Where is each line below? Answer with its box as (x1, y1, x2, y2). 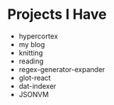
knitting (18, 48, 44, 57)
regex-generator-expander (18, 64, 105, 74)
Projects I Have (7, 5, 107, 24)
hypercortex (18, 31, 59, 41)
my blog (18, 39, 45, 49)
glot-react (18, 73, 52, 82)
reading (18, 56, 44, 66)
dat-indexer (18, 81, 56, 91)
